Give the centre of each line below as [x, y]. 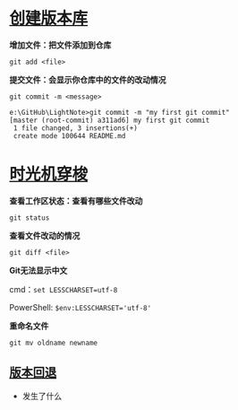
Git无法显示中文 [38, 270]
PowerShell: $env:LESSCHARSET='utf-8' [81, 307]
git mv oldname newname [54, 343]
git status [30, 218]
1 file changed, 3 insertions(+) [76, 128]
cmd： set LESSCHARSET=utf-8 [64, 289]
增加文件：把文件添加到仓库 [60, 45]
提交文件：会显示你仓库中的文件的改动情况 [88, 79]
